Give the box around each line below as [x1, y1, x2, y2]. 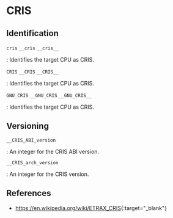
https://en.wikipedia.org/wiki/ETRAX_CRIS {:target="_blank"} [15, 204, 167, 211]
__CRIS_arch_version [6, 159, 59, 165]
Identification [6, 28, 59, 38]
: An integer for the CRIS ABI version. [6, 148, 100, 155]
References [6, 188, 51, 198]
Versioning [6, 121, 49, 131]
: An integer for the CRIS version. [6, 170, 89, 178]
